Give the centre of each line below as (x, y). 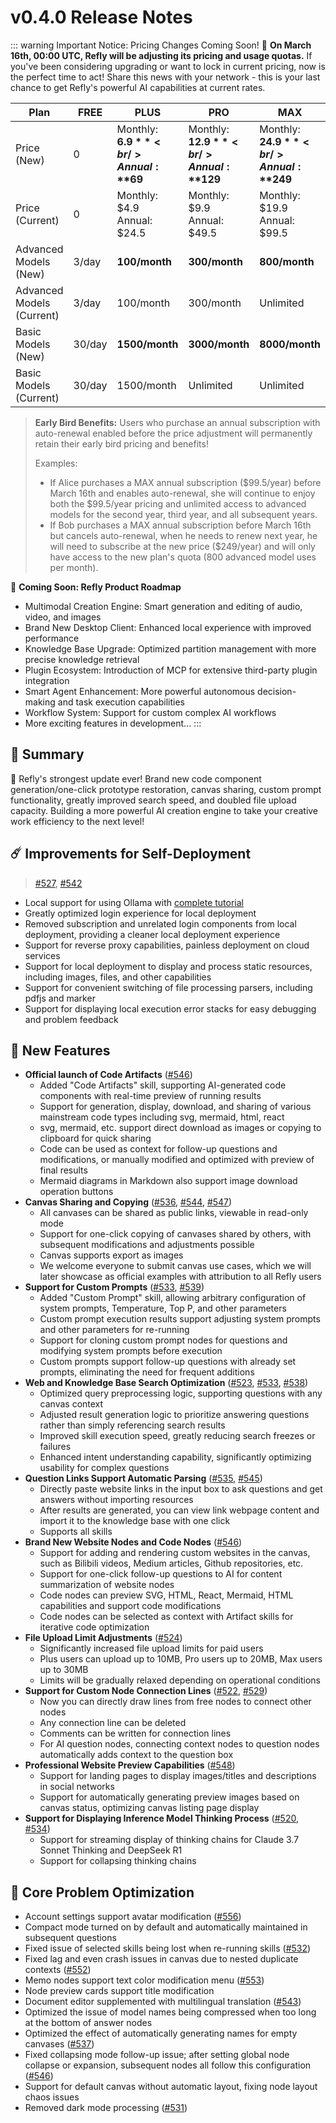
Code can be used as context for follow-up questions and (158, 1149)
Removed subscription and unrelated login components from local (160, 923)
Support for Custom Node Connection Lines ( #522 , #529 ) (146, 1691)
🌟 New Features (60, 1050)
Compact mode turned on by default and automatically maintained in (166, 1927)
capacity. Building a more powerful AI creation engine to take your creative (164, 810)
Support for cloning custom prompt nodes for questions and (163, 1340)
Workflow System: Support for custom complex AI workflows (150, 712)
